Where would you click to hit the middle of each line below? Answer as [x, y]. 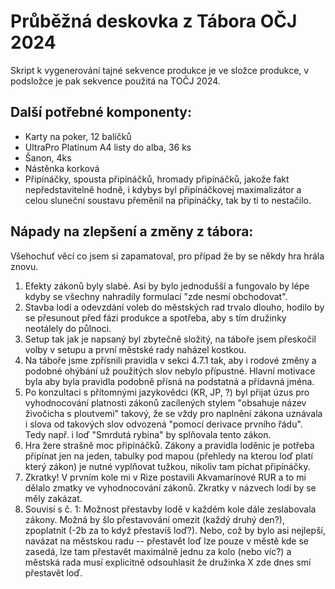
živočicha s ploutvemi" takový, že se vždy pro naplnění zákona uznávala [173, 413]
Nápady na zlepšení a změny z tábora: [132, 231]
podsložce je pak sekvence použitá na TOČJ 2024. [115, 81]
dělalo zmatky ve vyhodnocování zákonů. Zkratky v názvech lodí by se [170, 487]
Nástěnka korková [62, 168]
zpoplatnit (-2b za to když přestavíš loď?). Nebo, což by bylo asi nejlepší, [175, 530]
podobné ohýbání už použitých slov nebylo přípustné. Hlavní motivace [170, 371]
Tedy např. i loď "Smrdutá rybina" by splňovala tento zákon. [148, 434]
